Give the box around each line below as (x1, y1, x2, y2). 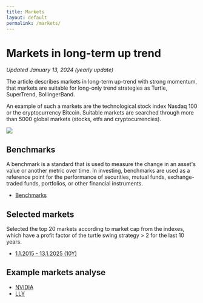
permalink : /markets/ (6, 20, 61, 26)
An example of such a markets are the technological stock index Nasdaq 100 (6, 102, 198, 110)
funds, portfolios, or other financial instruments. (24, 180, 144, 187)
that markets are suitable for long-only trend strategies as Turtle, (6, 84, 168, 92)
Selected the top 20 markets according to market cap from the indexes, (6, 225, 185, 232)
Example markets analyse (6, 267, 106, 278)
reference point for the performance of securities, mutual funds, (6, 173, 167, 181)
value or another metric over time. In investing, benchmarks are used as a (6, 167, 190, 175)
